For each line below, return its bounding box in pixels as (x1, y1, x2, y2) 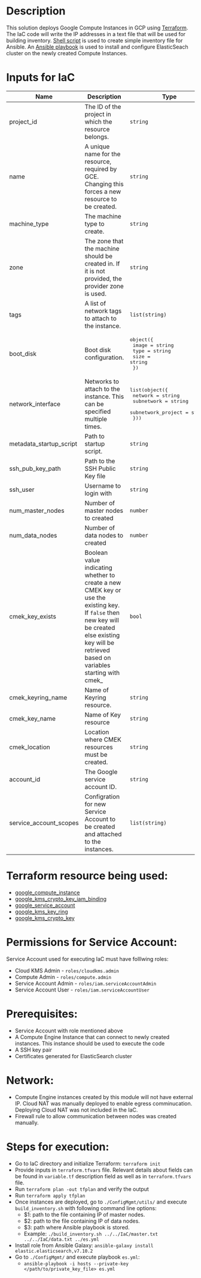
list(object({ (129, 386, 169, 393)
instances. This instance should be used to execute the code (14, 1040, 165, 1047)
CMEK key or (84, 586, 121, 594)
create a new (84, 578, 121, 587)
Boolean (84, 548, 108, 557)
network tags (84, 306, 122, 315)
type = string (132, 347, 172, 354)
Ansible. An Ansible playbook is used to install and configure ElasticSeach (6, 43, 188, 50)
